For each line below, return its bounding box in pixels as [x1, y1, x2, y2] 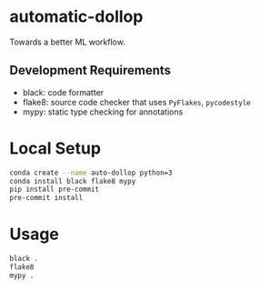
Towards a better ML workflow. [9, 36, 125, 47]
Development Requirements [9, 63, 171, 78]
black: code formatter [22, 86, 105, 97]
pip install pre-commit [9, 184, 100, 194]
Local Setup [9, 138, 102, 158]
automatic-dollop [9, 6, 144, 27]
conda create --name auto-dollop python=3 [9, 168, 173, 177]
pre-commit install [9, 194, 84, 203]
